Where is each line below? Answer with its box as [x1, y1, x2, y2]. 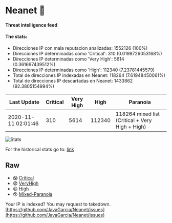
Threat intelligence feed [5, 22, 58, 28]
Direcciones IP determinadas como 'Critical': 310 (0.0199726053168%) [12, 50, 162, 56]
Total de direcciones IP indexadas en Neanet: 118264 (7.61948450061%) [12, 72, 165, 78]
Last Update [9, 98, 40, 106]
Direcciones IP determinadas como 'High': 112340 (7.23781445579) [12, 67, 155, 73]
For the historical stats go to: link [5, 146, 74, 152]
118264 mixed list [115, 110, 160, 117]
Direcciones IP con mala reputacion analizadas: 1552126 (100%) [12, 45, 148, 51]
